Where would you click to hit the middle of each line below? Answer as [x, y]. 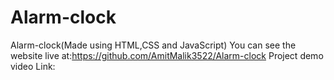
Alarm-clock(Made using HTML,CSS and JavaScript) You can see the [153, 45]
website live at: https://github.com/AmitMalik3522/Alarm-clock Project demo [167, 55]
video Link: [33, 66]
